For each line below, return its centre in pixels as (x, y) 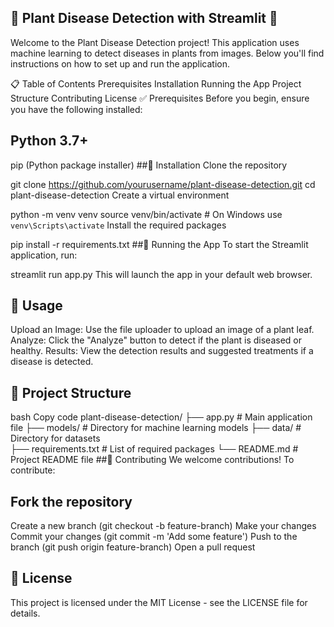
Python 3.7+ (49, 141)
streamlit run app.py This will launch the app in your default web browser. (161, 274)
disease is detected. (52, 362)
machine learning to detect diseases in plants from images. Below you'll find (167, 53)
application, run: (44, 255)
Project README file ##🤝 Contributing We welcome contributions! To (152, 460)
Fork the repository (71, 501)
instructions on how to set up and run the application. (120, 63)
